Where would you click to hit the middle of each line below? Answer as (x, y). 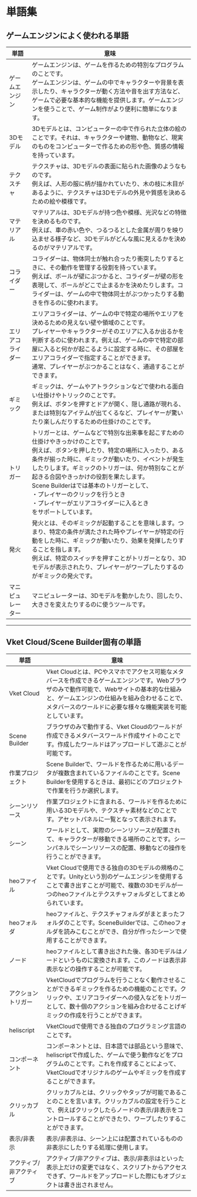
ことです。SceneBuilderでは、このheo (122, 923)
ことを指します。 (61, 549)
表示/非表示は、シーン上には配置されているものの (115, 1138)
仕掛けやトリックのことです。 (79, 395)
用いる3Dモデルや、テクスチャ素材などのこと (108, 810)
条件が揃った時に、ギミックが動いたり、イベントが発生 (108, 459)
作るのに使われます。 (72, 303)
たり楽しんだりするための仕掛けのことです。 (93, 422)
